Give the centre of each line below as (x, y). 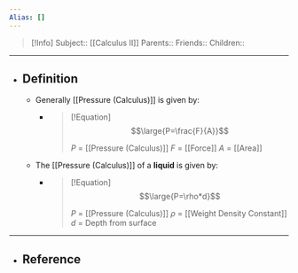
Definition (50, 79)
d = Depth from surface (114, 223)
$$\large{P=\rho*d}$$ (180, 197)
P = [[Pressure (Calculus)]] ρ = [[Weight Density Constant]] (179, 214)
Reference (51, 259)
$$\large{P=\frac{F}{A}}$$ (180, 131)
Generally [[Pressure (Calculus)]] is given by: (118, 100)
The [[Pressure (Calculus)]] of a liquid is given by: (127, 166)
